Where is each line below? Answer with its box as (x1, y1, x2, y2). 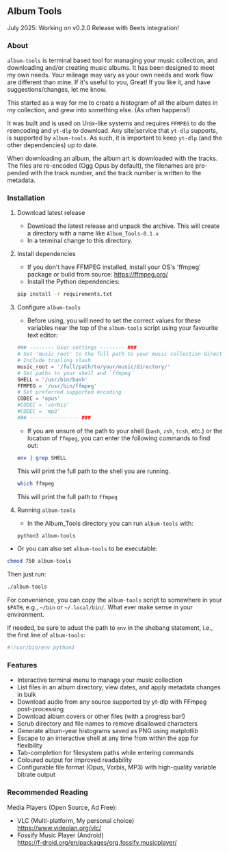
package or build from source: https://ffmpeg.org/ (27, 270, 169, 279)
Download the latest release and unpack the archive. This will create (27, 222, 220, 230)
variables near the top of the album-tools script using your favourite (27, 324, 219, 332)
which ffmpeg (16, 480, 55, 487)
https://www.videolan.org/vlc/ (16, 824, 102, 832)
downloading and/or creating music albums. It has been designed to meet (7, 64, 215, 72)
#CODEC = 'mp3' (16, 408, 61, 415)
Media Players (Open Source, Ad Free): (7, 803, 118, 811)
